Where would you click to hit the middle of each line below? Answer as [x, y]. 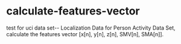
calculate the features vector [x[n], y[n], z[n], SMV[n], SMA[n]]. [85, 34]
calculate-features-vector [73, 11]
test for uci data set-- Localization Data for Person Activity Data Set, [91, 28]
